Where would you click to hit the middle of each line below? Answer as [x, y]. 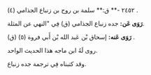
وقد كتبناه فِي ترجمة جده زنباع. [47, 64]
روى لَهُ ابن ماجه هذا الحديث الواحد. [52, 50]
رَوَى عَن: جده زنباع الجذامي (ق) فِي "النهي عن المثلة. [76, 23]
